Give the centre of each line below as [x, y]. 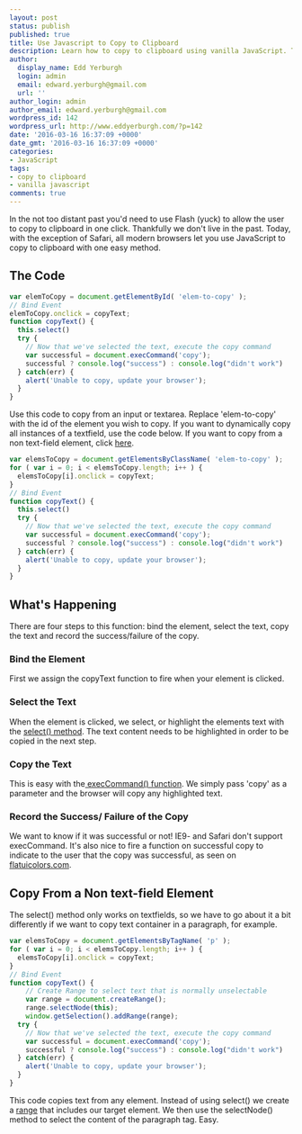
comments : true [38, 193]
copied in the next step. [53, 741]
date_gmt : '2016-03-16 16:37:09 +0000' [84, 143]
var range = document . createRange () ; [96, 1000]
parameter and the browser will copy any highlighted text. [116, 794]
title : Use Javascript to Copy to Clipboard [94, 43]
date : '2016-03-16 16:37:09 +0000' [76, 135]
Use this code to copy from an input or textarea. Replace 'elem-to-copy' [143, 414]
